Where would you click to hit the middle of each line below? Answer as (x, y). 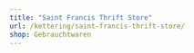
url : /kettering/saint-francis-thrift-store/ (97, 26)
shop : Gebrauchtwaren (51, 34)
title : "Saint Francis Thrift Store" (81, 18)
